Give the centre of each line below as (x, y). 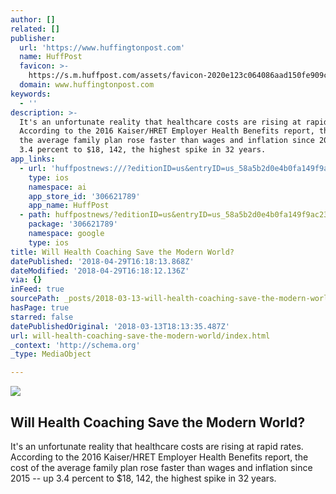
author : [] (33, 19)
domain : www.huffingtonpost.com (87, 85)
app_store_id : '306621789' (84, 196)
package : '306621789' (73, 224)
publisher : (33, 38)
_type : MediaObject (51, 354)
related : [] (35, 29)
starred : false (42, 317)
